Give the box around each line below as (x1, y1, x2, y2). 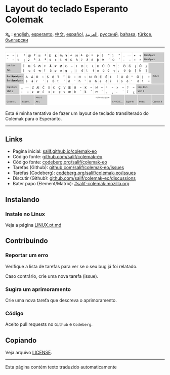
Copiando (5, 336, 37, 345)
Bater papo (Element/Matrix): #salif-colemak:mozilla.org (12, 181, 130, 187)
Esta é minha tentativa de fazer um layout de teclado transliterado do (5, 110, 149, 116)
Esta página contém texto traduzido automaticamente (5, 364, 117, 370)
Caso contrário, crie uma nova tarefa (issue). (5, 273, 99, 279)
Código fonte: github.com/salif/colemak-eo (12, 154, 103, 160)
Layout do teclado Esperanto (5, 3, 129, 15)
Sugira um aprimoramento (5, 285, 71, 293)
